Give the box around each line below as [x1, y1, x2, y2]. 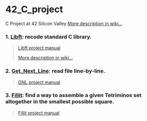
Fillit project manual [17, 110, 60, 116]
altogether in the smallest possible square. [5, 98, 115, 105]
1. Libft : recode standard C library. [5, 33, 92, 40]
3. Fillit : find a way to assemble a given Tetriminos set [5, 92, 142, 99]
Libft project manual [17, 45, 61, 51]
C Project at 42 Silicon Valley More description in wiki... [5, 20, 122, 27]
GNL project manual [17, 79, 61, 85]
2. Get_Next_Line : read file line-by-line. [5, 67, 105, 75]
